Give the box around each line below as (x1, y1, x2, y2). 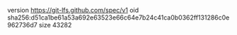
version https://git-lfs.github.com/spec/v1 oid (7, 6, 139, 14)
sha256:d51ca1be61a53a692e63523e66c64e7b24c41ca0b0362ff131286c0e (7, 13, 230, 22)
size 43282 (38, 21, 72, 29)
